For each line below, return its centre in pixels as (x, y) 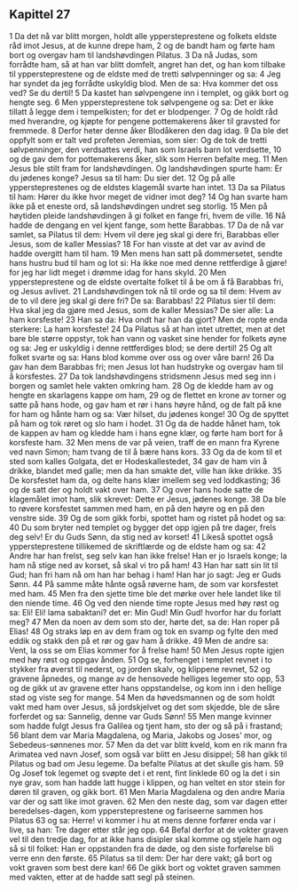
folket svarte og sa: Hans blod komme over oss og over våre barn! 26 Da (142, 357)
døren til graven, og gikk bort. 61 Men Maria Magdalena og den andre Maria (147, 791)
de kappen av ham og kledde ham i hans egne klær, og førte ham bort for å (146, 433)
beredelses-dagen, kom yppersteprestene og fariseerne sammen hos (136, 811)
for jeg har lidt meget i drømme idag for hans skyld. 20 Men (118, 272)
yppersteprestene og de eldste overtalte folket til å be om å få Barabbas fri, (146, 281)
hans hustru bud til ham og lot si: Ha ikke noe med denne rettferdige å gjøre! (148, 262)
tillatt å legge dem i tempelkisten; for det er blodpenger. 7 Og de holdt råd (143, 111)
